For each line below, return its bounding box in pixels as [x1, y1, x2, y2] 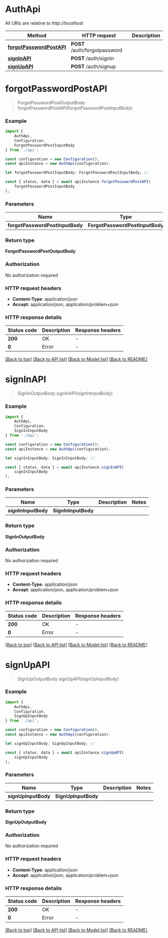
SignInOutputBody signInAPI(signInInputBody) [17, 390, 113, 396]
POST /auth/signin [70, 55, 114, 62]
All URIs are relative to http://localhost [5, 20, 83, 26]
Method [27, 32, 46, 39]
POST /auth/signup [70, 63, 116, 70]
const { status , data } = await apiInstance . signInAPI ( [5, 464, 124, 470]
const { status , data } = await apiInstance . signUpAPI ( [5, 750, 124, 755]
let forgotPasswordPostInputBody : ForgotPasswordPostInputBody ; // [5, 170, 149, 175]
